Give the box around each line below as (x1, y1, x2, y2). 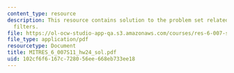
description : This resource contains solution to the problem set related (7, 17, 229, 24)
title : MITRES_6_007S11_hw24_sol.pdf (7, 49, 117, 56)
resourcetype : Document (7, 42, 77, 49)
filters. (13, 23, 39, 30)
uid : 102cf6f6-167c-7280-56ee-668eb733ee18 (7, 56, 136, 63)
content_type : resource (7, 10, 77, 17)
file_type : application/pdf (7, 36, 89, 43)
